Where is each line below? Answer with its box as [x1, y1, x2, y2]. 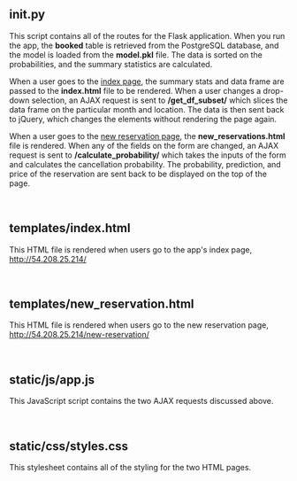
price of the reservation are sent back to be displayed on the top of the [9, 168, 268, 179]
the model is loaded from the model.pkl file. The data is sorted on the [9, 49, 263, 60]
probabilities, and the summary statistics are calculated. [9, 58, 213, 69]
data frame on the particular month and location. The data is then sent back [9, 104, 285, 114]
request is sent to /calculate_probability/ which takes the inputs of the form [9, 150, 286, 160]
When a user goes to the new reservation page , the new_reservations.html [9, 130, 286, 141]
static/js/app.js [9, 372, 95, 387]
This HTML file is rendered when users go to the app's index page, [9, 244, 253, 255]
